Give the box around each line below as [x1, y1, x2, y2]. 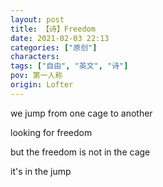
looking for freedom [10, 126, 93, 138]
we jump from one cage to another [10, 107, 153, 119]
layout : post [10, 14, 65, 25]
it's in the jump [10, 165, 72, 177]
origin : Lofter [10, 80, 74, 90]
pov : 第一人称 [10, 71, 63, 81]
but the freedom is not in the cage [10, 146, 151, 158]
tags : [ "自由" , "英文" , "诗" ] [10, 61, 129, 71]
